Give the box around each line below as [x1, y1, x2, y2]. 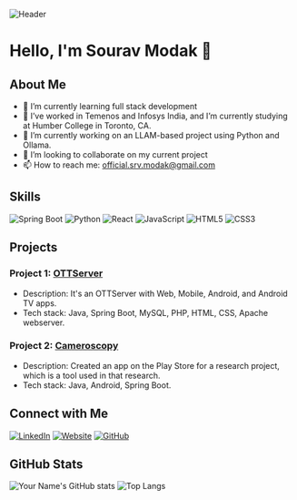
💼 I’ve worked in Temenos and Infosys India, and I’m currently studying [22, 110, 288, 121]
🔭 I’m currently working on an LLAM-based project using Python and [22, 130, 280, 140]
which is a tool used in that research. [22, 370, 161, 381]
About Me [9, 77, 66, 92]
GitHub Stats [9, 456, 84, 472]
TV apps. [22, 297, 57, 309]
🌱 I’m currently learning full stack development [22, 101, 198, 111]
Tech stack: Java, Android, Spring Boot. [22, 379, 172, 391]
